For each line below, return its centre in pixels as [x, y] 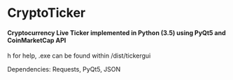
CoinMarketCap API [37, 40]
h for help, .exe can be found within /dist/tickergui [79, 56]
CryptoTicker [47, 13]
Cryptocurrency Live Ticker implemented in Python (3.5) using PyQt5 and [116, 32]
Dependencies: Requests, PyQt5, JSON [64, 69]
